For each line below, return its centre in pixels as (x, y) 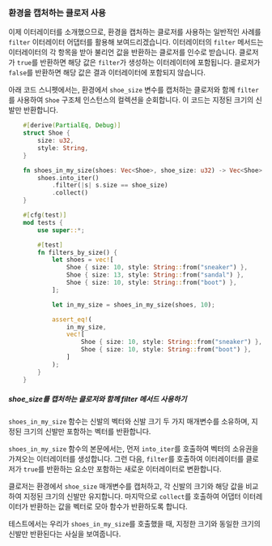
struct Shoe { (47, 133)
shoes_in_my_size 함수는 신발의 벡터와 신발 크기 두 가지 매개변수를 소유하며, (129, 421)
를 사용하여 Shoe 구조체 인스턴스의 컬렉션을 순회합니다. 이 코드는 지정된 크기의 (131, 100)
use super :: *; (61, 230)
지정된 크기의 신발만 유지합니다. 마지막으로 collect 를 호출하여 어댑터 (132, 496)
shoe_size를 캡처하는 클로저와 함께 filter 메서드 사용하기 (98, 399)
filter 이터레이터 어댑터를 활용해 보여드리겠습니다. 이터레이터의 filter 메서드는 (136, 42)
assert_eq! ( (72, 319)
